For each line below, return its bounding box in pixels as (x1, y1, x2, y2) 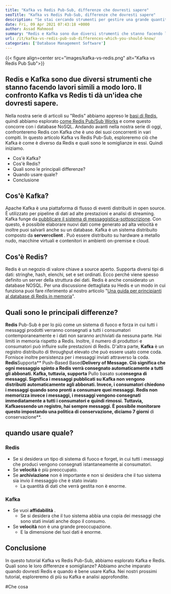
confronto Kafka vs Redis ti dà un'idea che (5, 91, 142, 100)
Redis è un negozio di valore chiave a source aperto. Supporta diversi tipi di (5, 266, 164, 272)
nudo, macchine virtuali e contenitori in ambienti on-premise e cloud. (5, 238, 150, 244)
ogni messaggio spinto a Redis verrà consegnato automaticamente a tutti (5, 365, 164, 371)
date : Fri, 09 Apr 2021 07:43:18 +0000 (5, 21, 90, 27)
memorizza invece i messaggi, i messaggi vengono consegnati (5, 392, 141, 398)
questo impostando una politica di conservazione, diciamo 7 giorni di (5, 408, 154, 415)
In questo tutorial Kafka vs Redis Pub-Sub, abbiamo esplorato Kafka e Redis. (5, 557, 166, 563)
